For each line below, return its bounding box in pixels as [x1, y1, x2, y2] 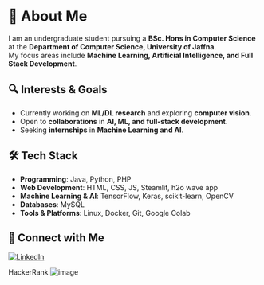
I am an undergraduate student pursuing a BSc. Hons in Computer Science [8, 33, 257, 43]
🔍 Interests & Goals [8, 83, 108, 96]
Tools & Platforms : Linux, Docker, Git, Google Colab [19, 208, 191, 217]
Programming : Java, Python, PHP [19, 174, 132, 184]
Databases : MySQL [19, 199, 85, 209]
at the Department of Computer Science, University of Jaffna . [8, 41, 217, 51]
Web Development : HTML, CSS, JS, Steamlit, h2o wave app [19, 182, 219, 192]
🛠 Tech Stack [8, 149, 78, 162]
